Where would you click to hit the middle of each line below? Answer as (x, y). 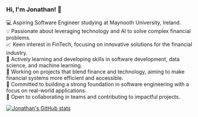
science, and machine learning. (44, 66)
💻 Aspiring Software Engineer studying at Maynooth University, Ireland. (94, 22)
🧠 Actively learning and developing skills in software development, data (93, 59)
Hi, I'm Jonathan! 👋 (34, 9)
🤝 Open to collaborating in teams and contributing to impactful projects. (93, 97)
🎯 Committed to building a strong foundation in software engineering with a (98, 84)
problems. (18, 38)
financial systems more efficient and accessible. (65, 78)
